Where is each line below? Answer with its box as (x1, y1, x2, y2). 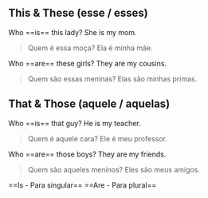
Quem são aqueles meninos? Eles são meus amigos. (27, 164, 201, 174)
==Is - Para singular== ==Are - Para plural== (8, 180, 157, 190)
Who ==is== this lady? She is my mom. (8, 27, 137, 37)
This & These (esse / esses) (8, 6, 149, 20)
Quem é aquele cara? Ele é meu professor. (27, 133, 168, 143)
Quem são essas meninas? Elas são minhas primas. (27, 73, 198, 83)
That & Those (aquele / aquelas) (8, 97, 171, 111)
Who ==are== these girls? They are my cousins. (8, 58, 167, 68)
